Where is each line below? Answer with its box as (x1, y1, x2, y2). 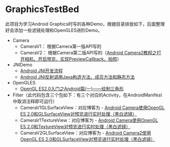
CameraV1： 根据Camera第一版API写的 (20, 43, 102, 49)
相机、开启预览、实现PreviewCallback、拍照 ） (24, 56, 122, 62)
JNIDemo (12, 62, 33, 68)
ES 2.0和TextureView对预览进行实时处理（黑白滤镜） (20, 123, 131, 129)
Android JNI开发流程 (20, 67, 63, 74)
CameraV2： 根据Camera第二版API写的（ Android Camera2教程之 (20, 50, 157, 56)
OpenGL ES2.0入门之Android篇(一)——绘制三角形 (20, 85, 124, 91)
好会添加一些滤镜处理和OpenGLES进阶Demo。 (5, 27, 103, 33)
